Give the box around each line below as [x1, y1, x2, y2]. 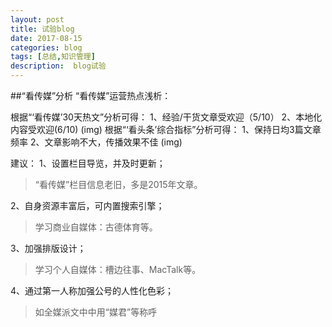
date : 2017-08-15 [10, 33, 83, 43]
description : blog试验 [10, 61, 107, 71]
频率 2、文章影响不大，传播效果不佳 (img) [10, 136, 183, 148]
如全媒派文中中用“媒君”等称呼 [34, 306, 158, 318]
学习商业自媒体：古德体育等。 [34, 221, 158, 233]
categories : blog [10, 42, 83, 53]
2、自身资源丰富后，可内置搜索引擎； [10, 200, 165, 211]
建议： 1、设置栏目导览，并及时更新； [10, 157, 166, 169]
